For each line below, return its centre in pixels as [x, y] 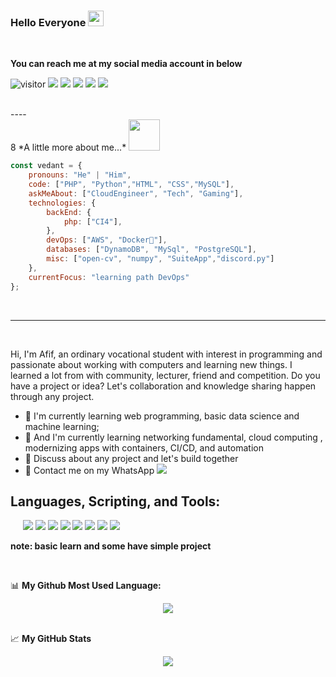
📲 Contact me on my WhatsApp [89, 470]
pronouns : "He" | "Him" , [80, 175]
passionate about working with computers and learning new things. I [151, 364]
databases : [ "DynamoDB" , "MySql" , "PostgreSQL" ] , [151, 250]
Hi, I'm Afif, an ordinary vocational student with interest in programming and [166, 354]
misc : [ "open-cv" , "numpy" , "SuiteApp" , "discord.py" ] [160, 259]
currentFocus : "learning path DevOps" [109, 277]
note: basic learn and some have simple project [111, 546]
